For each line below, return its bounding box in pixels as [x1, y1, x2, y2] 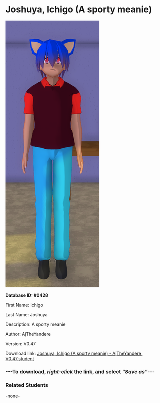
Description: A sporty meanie [5, 321, 66, 327]
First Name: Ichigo [5, 302, 44, 308]
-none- [5, 393, 20, 399]
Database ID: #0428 [5, 292, 49, 298]
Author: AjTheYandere [5, 331, 51, 337]
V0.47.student [5, 355, 34, 362]
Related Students [5, 381, 49, 388]
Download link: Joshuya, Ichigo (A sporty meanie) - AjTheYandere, [5, 350, 143, 356]
